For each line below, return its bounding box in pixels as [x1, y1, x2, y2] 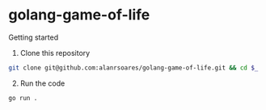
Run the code [19, 78, 65, 88]
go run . [8, 94, 38, 102]
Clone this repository [19, 48, 91, 57]
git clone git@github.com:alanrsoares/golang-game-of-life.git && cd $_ [8, 63, 259, 72]
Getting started [8, 32, 59, 42]
